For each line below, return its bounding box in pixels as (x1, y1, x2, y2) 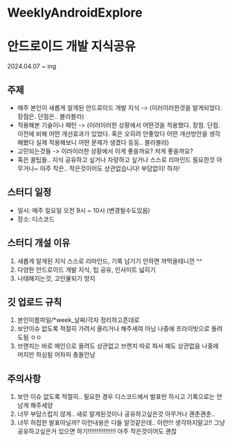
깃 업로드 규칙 (7, 296, 62, 308)
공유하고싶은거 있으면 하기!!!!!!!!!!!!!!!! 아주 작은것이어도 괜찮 (17, 427, 177, 436)
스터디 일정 (7, 186, 52, 198)
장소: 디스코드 (17, 215, 55, 223)
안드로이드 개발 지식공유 (7, 39, 136, 55)
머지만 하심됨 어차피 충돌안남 (17, 351, 96, 359)
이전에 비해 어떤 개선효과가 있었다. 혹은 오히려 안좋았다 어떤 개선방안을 (17, 130, 208, 138)
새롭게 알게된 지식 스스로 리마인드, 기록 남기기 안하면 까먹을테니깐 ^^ (17, 256, 202, 265)
